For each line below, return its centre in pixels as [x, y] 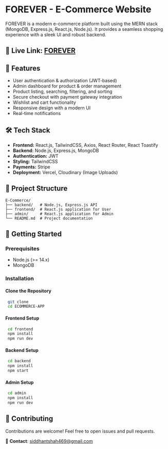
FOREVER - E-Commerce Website [78, 10]
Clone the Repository [28, 291]
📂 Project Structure [36, 189]
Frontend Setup [22, 318]
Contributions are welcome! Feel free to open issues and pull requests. [80, 431]
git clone [18, 302]
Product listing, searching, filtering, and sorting [62, 91]
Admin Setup [20, 382]
